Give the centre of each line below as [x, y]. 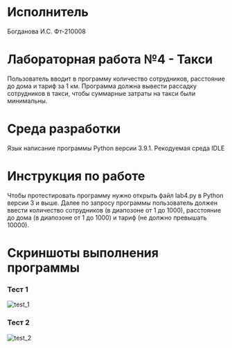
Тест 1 [18, 289]
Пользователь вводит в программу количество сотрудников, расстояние [116, 78]
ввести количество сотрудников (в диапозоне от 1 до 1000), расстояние [114, 210]
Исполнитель [48, 12]
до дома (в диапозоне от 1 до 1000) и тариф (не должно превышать [107, 217]
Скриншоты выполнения [83, 252]
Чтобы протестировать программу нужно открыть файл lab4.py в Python [115, 195]
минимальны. [27, 101]
